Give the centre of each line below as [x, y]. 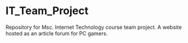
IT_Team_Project [47, 11]
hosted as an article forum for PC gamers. [57, 33]
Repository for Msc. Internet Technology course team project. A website [94, 27]
